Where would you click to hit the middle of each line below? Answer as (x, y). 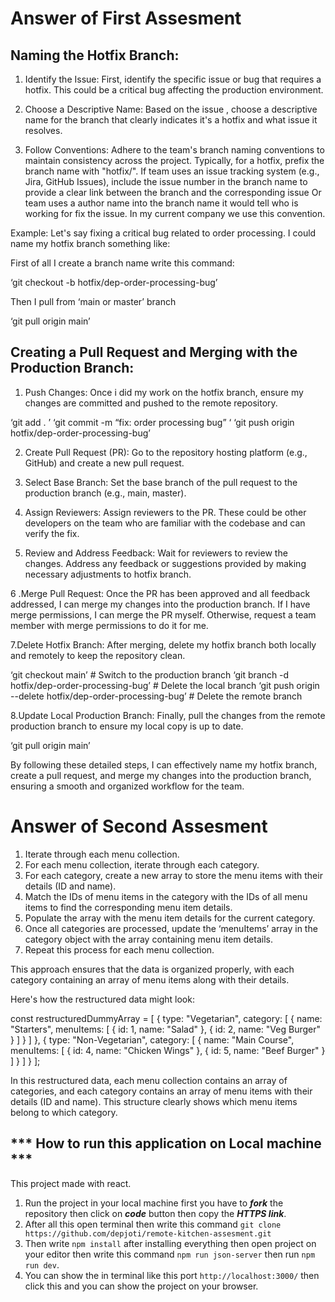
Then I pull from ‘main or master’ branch (93, 301)
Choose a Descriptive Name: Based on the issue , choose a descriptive (171, 109)
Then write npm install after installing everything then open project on (170, 1243)
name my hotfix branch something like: (90, 243)
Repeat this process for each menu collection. (119, 949)
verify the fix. (52, 533)
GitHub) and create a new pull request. (104, 463)
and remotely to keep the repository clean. (98, 655)
